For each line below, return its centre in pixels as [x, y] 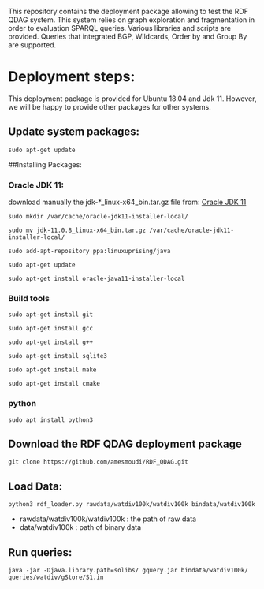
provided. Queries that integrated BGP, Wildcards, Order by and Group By [128, 36]
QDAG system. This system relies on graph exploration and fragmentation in [131, 20]
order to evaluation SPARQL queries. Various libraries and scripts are [119, 28]
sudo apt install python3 [50, 420]
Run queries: [40, 552]
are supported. [32, 45]
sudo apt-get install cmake [54, 384]
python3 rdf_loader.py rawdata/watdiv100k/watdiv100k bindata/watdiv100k [132, 505]
